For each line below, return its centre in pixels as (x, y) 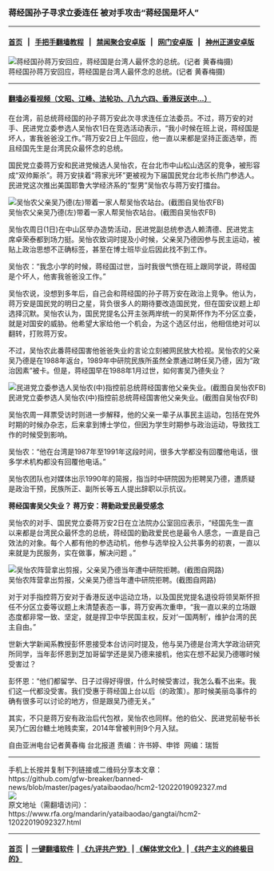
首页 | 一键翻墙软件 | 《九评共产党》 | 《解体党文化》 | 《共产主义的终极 (128, 849)
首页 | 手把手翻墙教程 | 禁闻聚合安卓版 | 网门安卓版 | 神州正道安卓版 (131, 42)
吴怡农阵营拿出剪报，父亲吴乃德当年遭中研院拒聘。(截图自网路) (113, 579)
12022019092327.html (45, 822)
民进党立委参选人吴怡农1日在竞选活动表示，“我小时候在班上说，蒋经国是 (141, 128)
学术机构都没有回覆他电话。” (60, 462)
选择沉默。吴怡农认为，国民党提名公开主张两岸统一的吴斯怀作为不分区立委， (134, 313)
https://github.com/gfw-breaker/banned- (76, 778)
